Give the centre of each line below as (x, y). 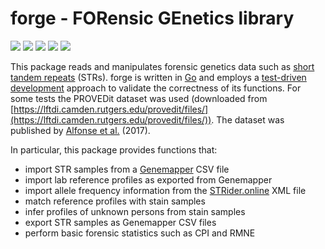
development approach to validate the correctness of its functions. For (156, 88)
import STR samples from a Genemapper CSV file (127, 169)
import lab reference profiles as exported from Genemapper (148, 179)
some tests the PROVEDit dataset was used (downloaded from (139, 98)
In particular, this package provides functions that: (114, 149)
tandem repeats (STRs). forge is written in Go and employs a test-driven (158, 77)
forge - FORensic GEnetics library (152, 18)
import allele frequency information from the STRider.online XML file (165, 190)
